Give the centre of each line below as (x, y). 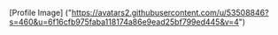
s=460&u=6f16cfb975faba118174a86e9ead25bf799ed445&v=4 (124, 22)
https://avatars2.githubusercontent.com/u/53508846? (170, 13)
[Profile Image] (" (41, 13)
